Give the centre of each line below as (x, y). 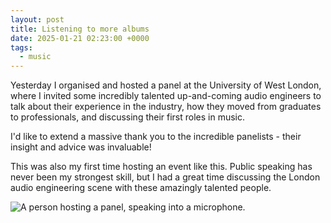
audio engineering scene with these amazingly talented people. (141, 188)
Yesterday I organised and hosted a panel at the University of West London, (166, 85)
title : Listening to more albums (80, 29)
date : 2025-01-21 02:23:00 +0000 (80, 38)
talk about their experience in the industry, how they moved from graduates (166, 107)
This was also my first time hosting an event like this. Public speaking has (161, 167)
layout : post (37, 19)
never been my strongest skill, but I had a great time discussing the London (165, 177)
